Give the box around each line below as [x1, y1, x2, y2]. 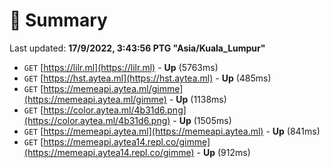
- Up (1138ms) [168, 93, 227, 105]
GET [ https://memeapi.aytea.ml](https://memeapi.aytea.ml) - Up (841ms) [23, 125, 321, 137]
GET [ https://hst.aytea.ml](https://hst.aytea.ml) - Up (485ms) [23, 72, 272, 84]
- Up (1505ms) [172, 114, 232, 126]
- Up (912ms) [196, 146, 251, 158]
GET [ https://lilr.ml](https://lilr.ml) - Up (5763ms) [23, 61, 219, 73]
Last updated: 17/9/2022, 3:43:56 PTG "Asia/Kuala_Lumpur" [9, 42, 266, 54]
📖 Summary [9, 9, 108, 32]
